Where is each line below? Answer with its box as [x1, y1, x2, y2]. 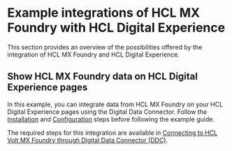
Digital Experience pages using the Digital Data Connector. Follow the [7, 107, 208, 116]
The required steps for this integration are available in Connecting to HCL [7, 128, 218, 137]
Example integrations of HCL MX [7, 5, 201, 21]
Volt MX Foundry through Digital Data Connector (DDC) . [7, 136, 168, 144]
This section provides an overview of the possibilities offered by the [7, 43, 203, 51]
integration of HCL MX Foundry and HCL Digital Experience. [7, 50, 180, 59]
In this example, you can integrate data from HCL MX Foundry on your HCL [7, 100, 224, 108]
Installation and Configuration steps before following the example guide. [7, 115, 215, 123]
